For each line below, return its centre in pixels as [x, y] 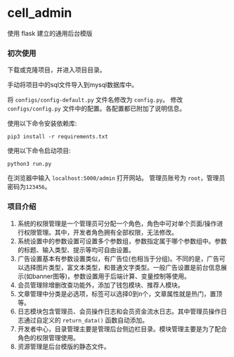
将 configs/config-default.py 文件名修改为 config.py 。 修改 [95, 100]
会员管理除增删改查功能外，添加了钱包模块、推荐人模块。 [100, 285]
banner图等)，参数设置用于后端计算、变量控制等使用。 [111, 276]
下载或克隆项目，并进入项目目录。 [57, 70]
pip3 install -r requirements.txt [58, 137]
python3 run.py [30, 164]
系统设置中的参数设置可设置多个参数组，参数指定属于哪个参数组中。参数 [122, 241]
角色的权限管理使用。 [48, 337]
